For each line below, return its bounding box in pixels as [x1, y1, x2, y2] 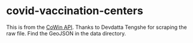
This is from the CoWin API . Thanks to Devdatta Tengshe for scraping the [6, 24, 187, 31]
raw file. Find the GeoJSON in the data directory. [6, 29, 126, 37]
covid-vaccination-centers [6, 4, 144, 18]
